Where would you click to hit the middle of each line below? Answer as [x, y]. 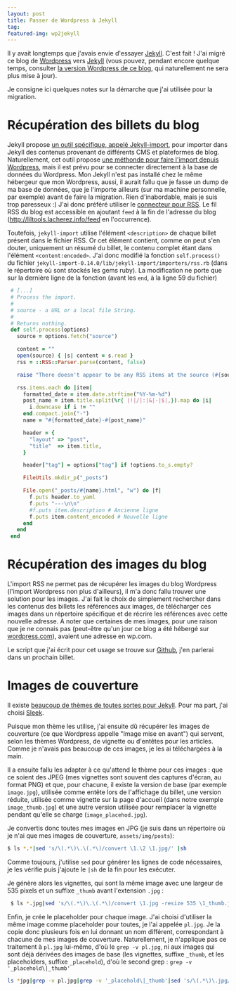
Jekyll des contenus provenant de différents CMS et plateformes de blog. [113, 153]
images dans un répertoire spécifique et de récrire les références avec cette [118, 614]
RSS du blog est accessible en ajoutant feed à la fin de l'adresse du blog [112, 212]
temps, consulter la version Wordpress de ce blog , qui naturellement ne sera [118, 68]
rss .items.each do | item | [54, 387]
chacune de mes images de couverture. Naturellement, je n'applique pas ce [117, 939]
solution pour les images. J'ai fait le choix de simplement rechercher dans [114, 599]
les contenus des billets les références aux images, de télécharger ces [109, 607]
